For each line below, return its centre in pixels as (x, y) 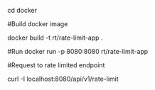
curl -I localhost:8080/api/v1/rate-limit (63, 79)
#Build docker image (38, 24)
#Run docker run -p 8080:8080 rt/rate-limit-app (78, 51)
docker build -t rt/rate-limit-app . (55, 38)
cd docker (22, 10)
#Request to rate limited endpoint (56, 65)
